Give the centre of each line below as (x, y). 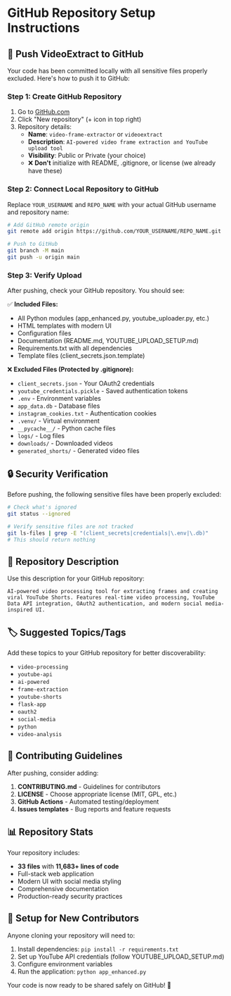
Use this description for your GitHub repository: (76, 578)
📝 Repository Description (63, 561)
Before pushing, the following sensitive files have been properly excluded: (114, 494)
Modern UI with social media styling (69, 881)
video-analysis (40, 735)
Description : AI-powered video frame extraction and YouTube (118, 142)
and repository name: (38, 212)
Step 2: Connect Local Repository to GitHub (83, 189)
